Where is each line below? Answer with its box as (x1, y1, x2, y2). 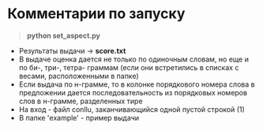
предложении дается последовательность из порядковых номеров (18, 87, 248, 97)
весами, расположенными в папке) (18, 71, 139, 80)
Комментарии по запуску (7, 5, 186, 23)
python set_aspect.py (26, 31, 100, 40)
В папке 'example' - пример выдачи (18, 113, 140, 122)
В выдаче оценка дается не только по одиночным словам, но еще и (18, 54, 250, 64)
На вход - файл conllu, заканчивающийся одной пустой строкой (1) (18, 104, 246, 114)
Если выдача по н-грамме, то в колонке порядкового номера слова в (18, 80, 255, 89)
